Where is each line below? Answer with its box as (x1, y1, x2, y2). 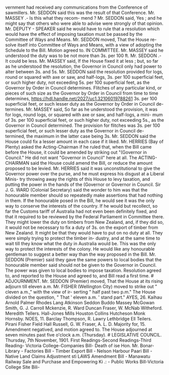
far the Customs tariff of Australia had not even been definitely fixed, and (5, 208, 157, 214)
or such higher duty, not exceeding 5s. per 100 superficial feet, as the (5, 79, 150, 85)
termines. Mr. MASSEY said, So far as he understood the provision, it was (5, 106, 158, 112)
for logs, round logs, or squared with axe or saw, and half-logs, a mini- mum (5, 112, 163, 118)
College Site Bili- (5, 364, 40, 370)
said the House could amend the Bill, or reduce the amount (30, 160, 153, 166)
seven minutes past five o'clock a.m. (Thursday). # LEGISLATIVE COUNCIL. (5, 332, 162, 338)
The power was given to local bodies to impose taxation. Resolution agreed (5, 267, 161, 273)
